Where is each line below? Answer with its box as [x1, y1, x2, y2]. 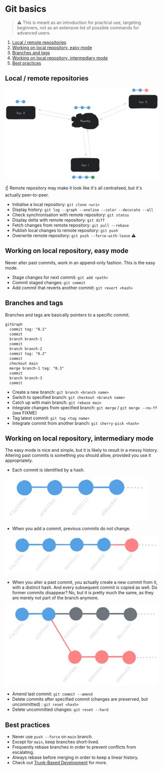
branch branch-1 [9, 336, 42, 341]
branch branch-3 [9, 375, 42, 380]
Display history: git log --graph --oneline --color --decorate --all [12, 207, 154, 212]
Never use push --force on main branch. [12, 734, 93, 740]
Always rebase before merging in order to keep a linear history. [12, 754, 139, 760]
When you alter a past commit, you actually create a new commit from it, [12, 579, 158, 585]
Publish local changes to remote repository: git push [12, 227, 118, 233]
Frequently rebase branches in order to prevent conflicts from [12, 744, 136, 750]
